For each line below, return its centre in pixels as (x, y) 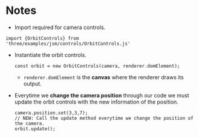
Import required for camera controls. (60, 27)
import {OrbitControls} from (42, 38)
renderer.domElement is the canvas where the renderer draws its (103, 77)
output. (32, 84)
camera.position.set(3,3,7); (51, 113)
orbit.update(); (35, 129)
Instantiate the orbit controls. (51, 54)
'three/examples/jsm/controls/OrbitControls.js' (68, 44)
